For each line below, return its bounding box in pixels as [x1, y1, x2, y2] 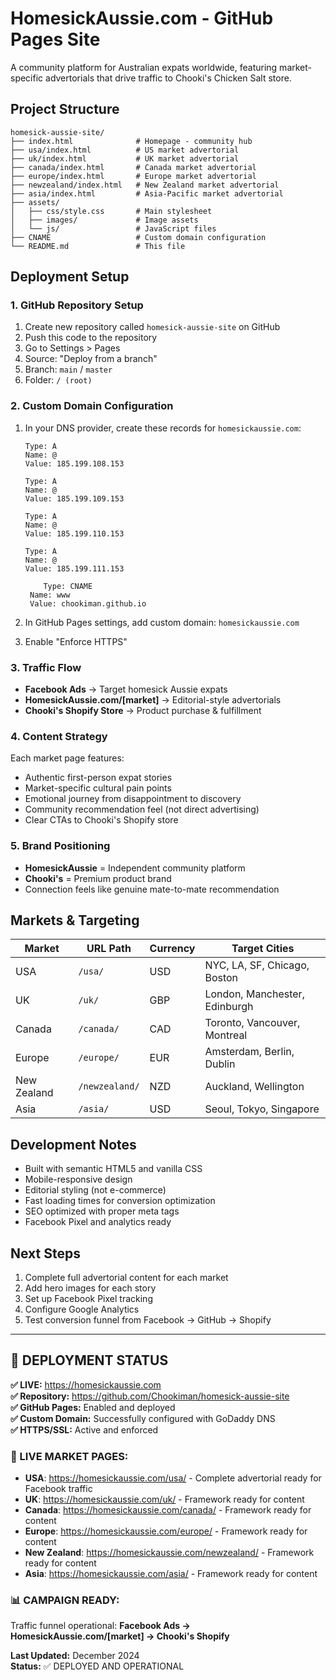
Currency [149, 942, 196, 956]
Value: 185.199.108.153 [24, 458, 125, 469]
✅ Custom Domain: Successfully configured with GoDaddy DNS [10, 1412, 276, 1424]
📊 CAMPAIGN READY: [10, 1593, 120, 1607]
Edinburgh [204, 1000, 254, 1014]
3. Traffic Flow [10, 660, 82, 674]
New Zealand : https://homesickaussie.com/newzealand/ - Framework [24, 1547, 315, 1559]
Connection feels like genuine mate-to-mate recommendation [24, 883, 280, 895]
